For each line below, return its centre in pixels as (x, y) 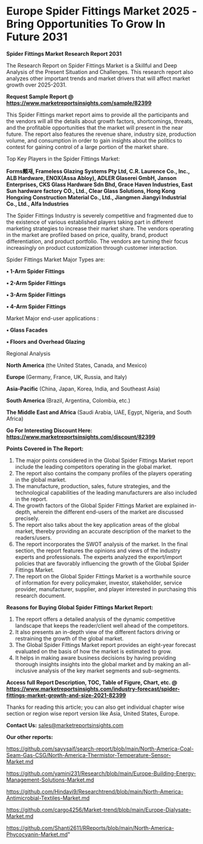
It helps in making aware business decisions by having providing (95, 658)
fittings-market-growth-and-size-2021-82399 (66, 695)
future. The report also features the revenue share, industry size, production (101, 134)
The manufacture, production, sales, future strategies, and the (93, 486)
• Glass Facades (27, 330)
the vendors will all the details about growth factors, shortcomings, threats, (100, 121)
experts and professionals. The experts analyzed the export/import (98, 557)
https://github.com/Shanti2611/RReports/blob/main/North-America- (90, 828)
